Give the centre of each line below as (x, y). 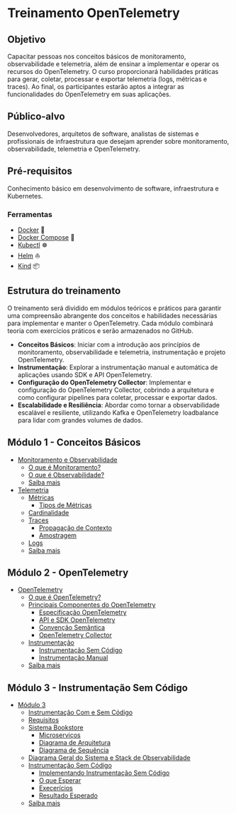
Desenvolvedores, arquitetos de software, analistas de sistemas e (103, 134)
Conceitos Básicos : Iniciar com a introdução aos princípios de (109, 344)
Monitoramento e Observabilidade (67, 460)
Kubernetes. (25, 196)
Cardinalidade (49, 512)
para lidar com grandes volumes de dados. (80, 420)
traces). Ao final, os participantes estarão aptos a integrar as (96, 86)
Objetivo (27, 39)
